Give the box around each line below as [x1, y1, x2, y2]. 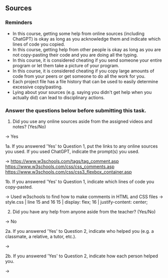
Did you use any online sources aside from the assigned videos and [12, 118, 152, 124]
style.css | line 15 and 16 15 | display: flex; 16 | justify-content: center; [5, 199, 148, 205]
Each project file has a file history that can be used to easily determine [12, 78, 158, 84]
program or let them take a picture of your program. [12, 62, 119, 68]
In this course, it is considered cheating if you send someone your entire [12, 57, 162, 63]
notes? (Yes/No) [12, 123, 46, 129]
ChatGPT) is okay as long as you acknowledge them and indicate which [12, 36, 161, 42]
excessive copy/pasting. [12, 84, 63, 90]
